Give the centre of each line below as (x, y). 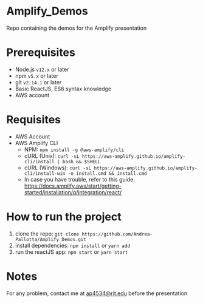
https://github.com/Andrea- (117, 234)
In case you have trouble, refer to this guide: (79, 179)
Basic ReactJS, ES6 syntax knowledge (63, 89)
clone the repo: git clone (47, 233)
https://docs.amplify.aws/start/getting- (73, 186)
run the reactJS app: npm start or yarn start (71, 252)
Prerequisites (41, 53)
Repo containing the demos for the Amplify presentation (77, 28)
